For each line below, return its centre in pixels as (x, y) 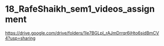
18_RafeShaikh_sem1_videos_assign (80, 9)
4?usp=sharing (20, 38)
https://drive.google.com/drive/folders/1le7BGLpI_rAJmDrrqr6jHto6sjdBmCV (82, 33)
